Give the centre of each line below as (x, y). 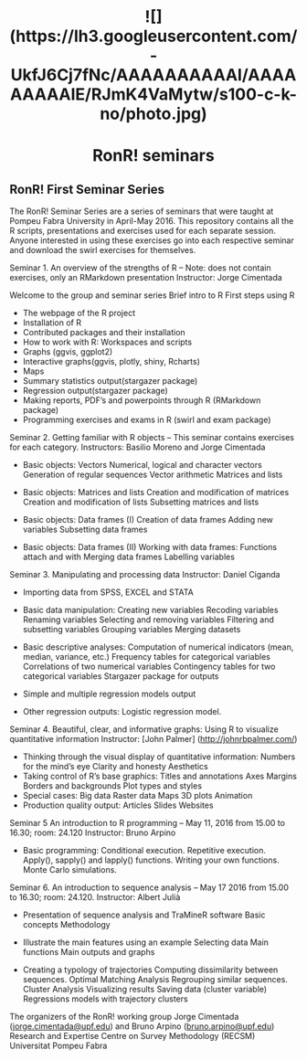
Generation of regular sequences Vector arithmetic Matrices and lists (153, 475)
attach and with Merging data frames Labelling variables (129, 557)
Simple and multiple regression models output (109, 694)
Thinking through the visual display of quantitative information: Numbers (159, 757)
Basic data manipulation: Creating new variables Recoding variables (150, 610)
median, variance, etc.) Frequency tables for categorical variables (147, 657)
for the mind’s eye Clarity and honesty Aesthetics (115, 767)
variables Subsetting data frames (85, 530)
